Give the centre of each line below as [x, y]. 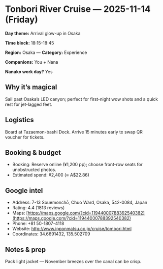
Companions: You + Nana [32, 62]
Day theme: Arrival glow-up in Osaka [43, 33]
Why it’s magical [31, 87]
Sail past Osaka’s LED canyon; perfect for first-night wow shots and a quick [82, 99]
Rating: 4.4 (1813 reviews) [38, 208]
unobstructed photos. [34, 170]
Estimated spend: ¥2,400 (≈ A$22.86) [51, 175]
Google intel [24, 191]
